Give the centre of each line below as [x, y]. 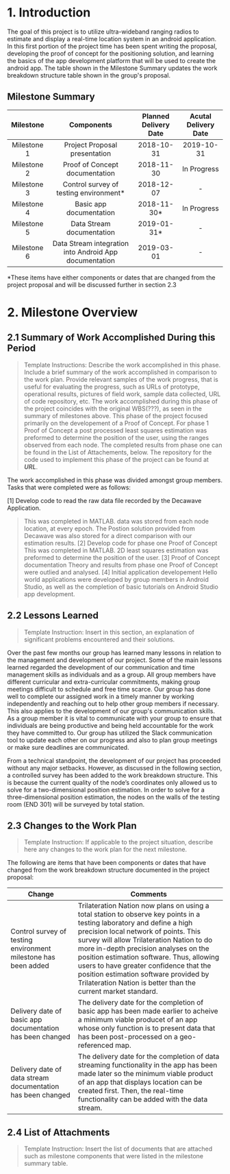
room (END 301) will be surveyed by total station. [76, 804]
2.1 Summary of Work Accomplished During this [111, 338]
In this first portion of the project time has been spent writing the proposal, [112, 46]
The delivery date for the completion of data [149, 1057]
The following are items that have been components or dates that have [107, 863]
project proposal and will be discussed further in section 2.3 [92, 284]
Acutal [201, 116]
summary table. [46, 1164]
